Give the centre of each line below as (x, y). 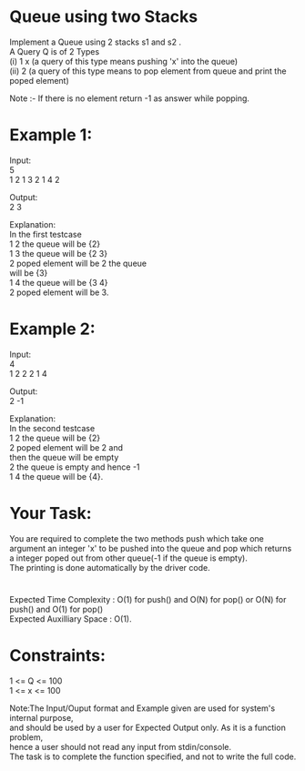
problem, (26, 737)
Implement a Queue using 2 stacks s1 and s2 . (96, 42)
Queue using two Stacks (104, 17)
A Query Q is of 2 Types (55, 51)
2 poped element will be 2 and (66, 447)
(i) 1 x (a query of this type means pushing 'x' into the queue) (124, 61)
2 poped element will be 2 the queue (78, 263)
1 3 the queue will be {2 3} (58, 253)
